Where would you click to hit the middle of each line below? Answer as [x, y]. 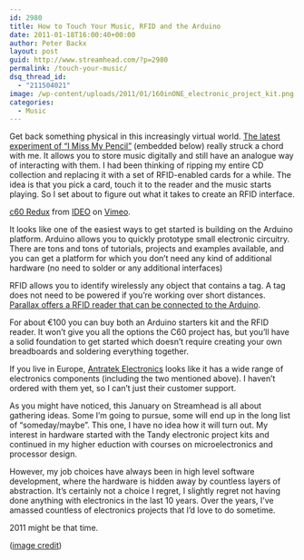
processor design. [43, 454]
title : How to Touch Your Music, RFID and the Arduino [115, 26]
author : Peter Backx [49, 43]
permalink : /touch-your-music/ [69, 69]
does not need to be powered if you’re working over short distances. [137, 295]
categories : [32, 102]
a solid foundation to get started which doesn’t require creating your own [146, 342]
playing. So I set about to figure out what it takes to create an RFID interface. [152, 194]
